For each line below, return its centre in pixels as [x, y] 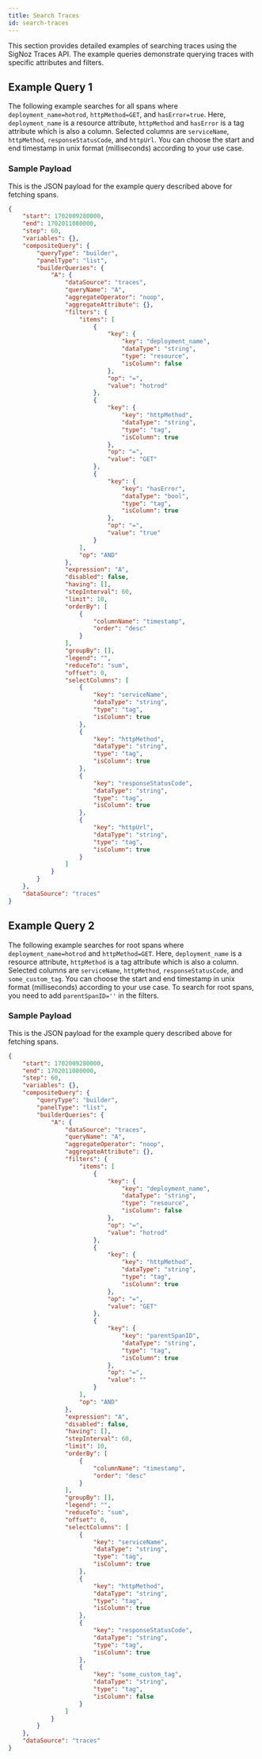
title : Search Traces [44, 15]
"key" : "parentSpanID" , [161, 1336]
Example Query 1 [51, 87]
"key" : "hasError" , [154, 489]
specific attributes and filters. [56, 62]
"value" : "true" [134, 533]
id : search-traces [38, 23]
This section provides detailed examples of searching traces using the [123, 45]
